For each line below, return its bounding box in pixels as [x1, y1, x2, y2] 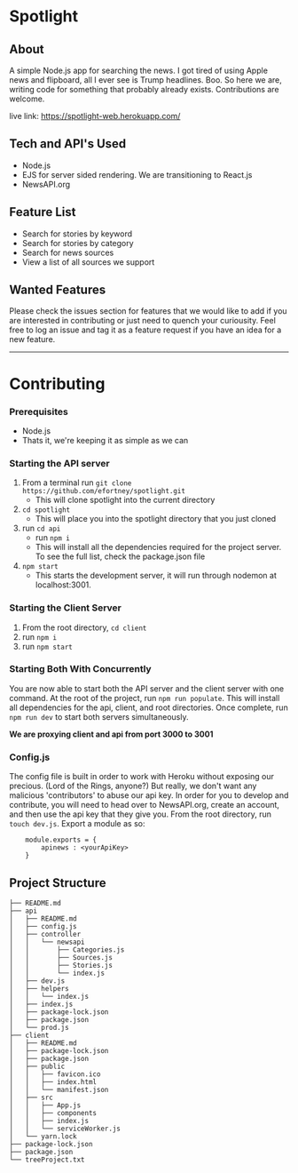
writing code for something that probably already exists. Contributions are [9, 84, 279, 94]
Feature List [9, 204, 76, 219]
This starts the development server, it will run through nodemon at [35, 571, 278, 581]
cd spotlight [21, 506, 71, 515]
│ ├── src [9, 1093, 53, 1102]
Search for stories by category [21, 237, 135, 248]
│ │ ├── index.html [9, 1077, 98, 1086]
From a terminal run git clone [21, 477, 132, 488]
